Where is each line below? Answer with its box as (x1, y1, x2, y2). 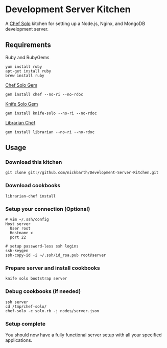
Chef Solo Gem (5, 82, 37, 88)
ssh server (5, 300, 29, 305)
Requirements (5, 41, 51, 49)
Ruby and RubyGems (5, 54, 50, 60)
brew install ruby (5, 73, 44, 78)
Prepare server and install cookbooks (5, 264, 101, 271)
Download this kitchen (5, 159, 62, 166)
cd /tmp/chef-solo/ (5, 304, 47, 309)
